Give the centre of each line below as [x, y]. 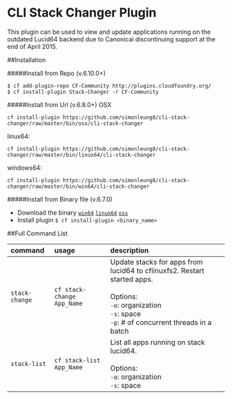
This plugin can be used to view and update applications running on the [109, 32]
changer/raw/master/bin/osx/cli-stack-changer [75, 123]
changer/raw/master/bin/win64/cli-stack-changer [78, 186]
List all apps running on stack [157, 342]
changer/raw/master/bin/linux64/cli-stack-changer [81, 155]
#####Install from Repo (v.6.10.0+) [56, 73]
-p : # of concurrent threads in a [161, 322]
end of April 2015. [32, 46]
